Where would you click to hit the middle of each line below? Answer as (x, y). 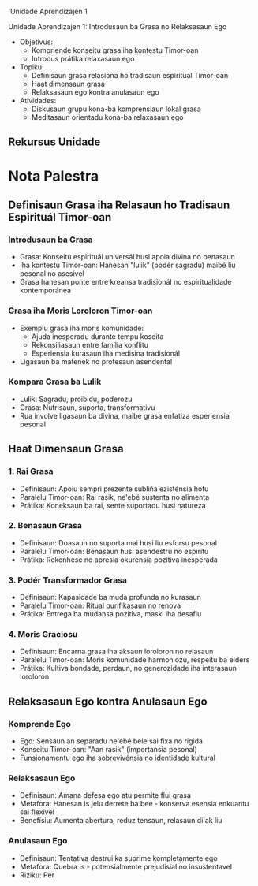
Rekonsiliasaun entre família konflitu (90, 344)
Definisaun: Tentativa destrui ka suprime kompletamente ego (119, 858)
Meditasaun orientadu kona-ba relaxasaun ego (107, 117)
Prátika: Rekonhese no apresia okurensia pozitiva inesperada (119, 560)
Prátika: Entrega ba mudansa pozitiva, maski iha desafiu (110, 614)
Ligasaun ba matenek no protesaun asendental (96, 361)
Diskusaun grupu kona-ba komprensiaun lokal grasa (116, 109)
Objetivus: (36, 42)
